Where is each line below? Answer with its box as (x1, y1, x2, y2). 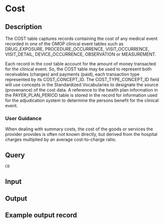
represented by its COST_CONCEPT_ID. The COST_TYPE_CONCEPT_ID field (5, 77, 160, 82)
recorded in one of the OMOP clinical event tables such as (5, 41, 123, 47)
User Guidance (5, 115, 42, 122)
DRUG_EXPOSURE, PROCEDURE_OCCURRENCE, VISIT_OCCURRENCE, (5, 46, 150, 52)
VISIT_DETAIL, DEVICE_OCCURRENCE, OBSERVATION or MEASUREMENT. (5, 51, 157, 57)
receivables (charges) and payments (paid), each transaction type (5, 71, 140, 77)
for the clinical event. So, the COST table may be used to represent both (5, 66, 152, 72)
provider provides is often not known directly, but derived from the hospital (5, 131, 158, 137)
